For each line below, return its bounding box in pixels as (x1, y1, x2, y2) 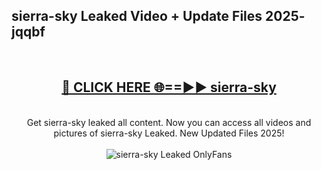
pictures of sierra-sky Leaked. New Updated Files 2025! (53, 127, 285, 139)
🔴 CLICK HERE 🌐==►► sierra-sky (61, 79, 277, 96)
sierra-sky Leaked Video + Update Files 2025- (11, 8, 306, 25)
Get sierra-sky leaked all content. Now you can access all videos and (26, 116, 312, 128)
